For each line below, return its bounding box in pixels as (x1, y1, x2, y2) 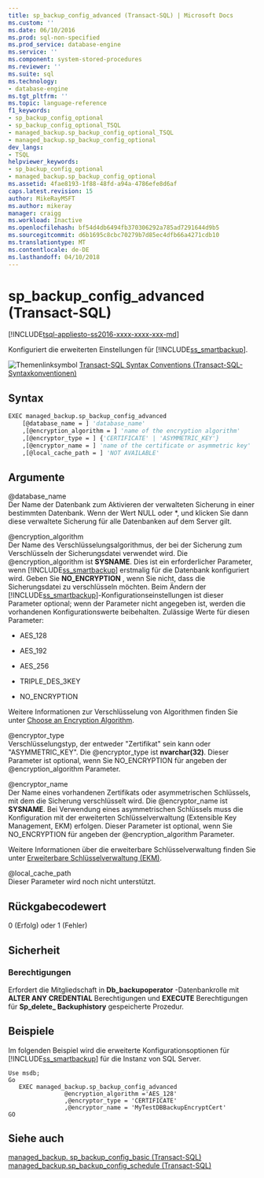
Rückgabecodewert (8, 899, 107, 913)
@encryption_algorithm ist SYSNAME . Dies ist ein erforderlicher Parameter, (8, 557, 253, 567)
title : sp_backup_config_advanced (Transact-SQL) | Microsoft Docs (8, 11, 234, 20)
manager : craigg (8, 209, 61, 217)
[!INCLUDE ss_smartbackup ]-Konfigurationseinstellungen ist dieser (8, 591, 224, 600)
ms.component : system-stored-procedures (8, 56, 143, 64)
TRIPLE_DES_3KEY (19, 676, 81, 686)
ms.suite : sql (8, 70, 55, 78)
